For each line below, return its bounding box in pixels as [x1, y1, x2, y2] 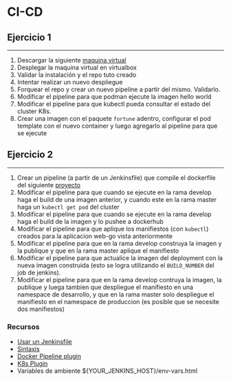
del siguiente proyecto [16, 181, 81, 189]
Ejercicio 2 [7, 149, 54, 161]
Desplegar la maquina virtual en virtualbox [16, 63, 137, 71]
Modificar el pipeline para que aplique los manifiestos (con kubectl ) [16, 224, 209, 233]
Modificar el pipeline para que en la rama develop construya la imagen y [16, 239, 222, 247]
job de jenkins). [16, 268, 61, 277]
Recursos [7, 322, 40, 332]
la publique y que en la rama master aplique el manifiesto [16, 246, 179, 255]
